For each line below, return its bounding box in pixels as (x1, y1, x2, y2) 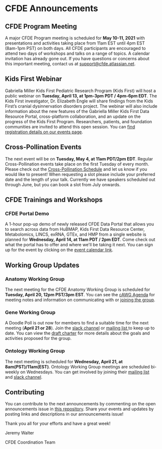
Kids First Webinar (5, 75, 62, 83)
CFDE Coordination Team (5, 439, 56, 445)
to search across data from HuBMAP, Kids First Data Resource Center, (5, 226, 145, 232)
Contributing (5, 388, 44, 396)
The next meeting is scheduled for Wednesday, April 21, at (5, 358, 123, 364)
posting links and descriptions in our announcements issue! (5, 411, 124, 417)
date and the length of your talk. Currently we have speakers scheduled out (5, 176, 156, 182)
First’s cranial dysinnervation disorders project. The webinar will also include (5, 103, 158, 109)
